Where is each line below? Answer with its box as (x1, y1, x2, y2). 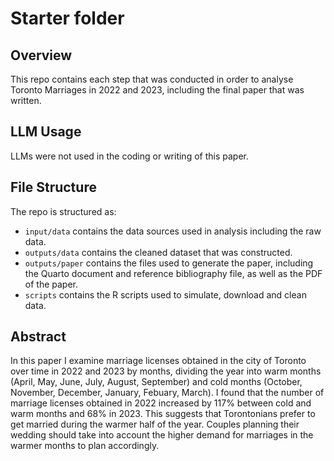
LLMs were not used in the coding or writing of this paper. (10, 150, 249, 162)
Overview (10, 47, 73, 64)
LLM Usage (10, 123, 82, 141)
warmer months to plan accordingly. (10, 440, 160, 452)
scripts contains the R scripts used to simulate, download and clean (24, 288, 307, 301)
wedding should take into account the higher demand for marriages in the (10, 429, 314, 441)
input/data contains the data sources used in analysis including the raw (24, 225, 322, 237)
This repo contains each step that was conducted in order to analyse (10, 73, 294, 85)
